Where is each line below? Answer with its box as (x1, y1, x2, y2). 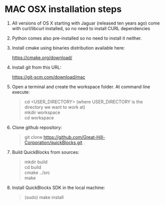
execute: (11, 89, 30, 95)
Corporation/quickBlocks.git (24, 139, 83, 145)
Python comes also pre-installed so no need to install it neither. (11, 35, 142, 41)
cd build (24, 164, 41, 170)
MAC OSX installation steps (4, 4, 122, 15)
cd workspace (24, 114, 54, 121)
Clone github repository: (11, 124, 62, 130)
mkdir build (24, 159, 48, 165)
